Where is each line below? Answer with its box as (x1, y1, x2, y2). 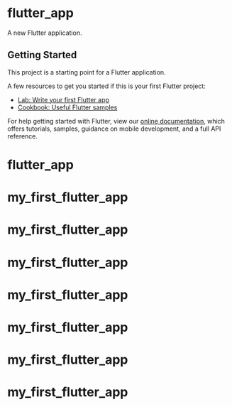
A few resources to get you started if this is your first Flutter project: (7, 82, 206, 90)
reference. (7, 131, 38, 140)
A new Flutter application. (7, 28, 82, 37)
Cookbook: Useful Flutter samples (17, 103, 118, 112)
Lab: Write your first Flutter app (17, 95, 110, 104)
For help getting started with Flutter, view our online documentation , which (7, 116, 226, 125)
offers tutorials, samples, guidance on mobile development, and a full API (7, 124, 221, 133)
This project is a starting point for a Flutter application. (7, 67, 166, 76)
